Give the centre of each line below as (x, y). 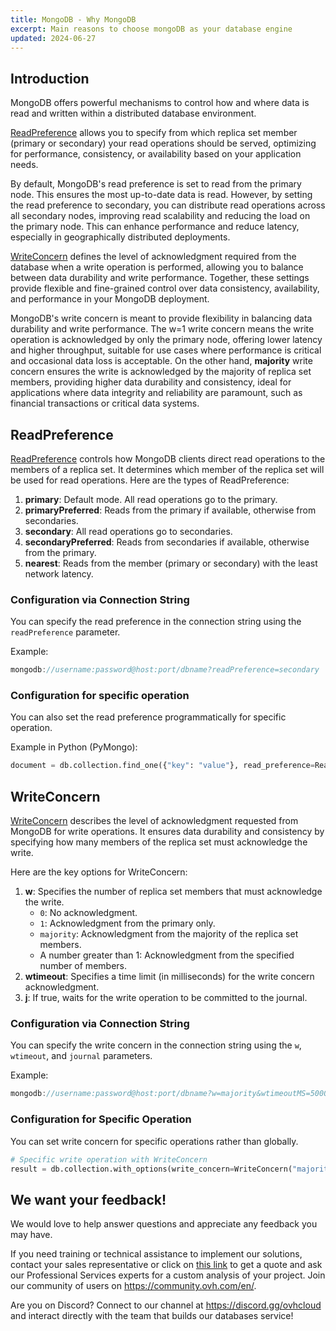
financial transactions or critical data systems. (105, 403)
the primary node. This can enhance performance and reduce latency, (155, 227)
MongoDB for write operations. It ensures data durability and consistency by (167, 832)
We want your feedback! (88, 1199)
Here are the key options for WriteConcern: (99, 872)
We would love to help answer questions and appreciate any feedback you (164, 1224)
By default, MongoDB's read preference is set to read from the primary (156, 184)
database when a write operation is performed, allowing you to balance (157, 267)
